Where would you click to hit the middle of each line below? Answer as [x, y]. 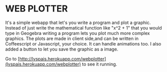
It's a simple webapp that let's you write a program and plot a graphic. [78, 22]
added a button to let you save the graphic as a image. [62, 49]
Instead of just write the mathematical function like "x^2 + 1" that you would [84, 27]
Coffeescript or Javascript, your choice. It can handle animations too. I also [83, 43]
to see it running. [100, 64]
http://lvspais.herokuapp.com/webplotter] [63, 58]
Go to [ [12, 58]
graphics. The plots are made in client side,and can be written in [72, 38]
